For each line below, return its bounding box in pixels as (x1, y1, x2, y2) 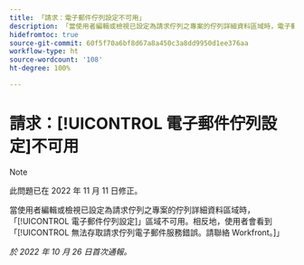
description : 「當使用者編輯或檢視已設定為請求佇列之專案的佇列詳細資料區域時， (9, 22, 278, 31)
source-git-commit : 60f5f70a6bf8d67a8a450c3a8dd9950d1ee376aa (9, 38, 249, 48)
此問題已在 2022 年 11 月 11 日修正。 (9, 185, 143, 195)
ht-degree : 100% (9, 64, 71, 73)
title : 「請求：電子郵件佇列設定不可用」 (9, 13, 147, 23)
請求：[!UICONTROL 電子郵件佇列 (9, 114, 262, 134)
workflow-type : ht (9, 47, 79, 56)
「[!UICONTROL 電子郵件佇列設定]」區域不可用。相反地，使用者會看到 (9, 215, 273, 226)
